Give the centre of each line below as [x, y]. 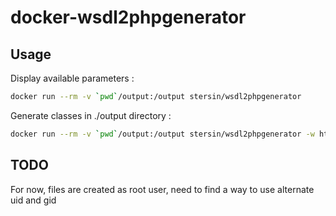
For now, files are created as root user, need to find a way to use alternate [162, 189]
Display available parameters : [72, 78]
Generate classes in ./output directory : [91, 115]
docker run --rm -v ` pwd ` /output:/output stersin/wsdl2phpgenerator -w [162, 134]
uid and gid [33, 200]
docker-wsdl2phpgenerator [128, 17]
